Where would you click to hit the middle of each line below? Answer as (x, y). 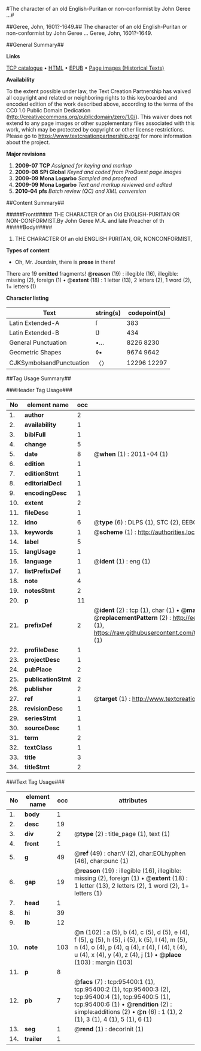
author (34, 415)
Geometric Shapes (35, 352)
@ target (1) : (112, 699)
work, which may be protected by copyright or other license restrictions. (95, 129)
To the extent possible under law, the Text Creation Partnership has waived (99, 91)
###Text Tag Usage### (36, 782)
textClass (39, 747)
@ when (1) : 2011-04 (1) (131, 454)
